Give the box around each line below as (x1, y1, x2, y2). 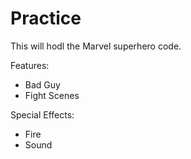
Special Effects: (10, 108, 75, 121)
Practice (10, 7, 82, 30)
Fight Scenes (24, 89, 80, 101)
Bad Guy (24, 78, 61, 91)
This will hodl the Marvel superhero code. (10, 40, 182, 52)
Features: (10, 59, 50, 71)
